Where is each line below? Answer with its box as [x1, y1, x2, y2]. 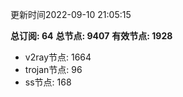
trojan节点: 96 [24, 64, 83, 75]
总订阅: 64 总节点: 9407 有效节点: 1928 [10, 30, 173, 42]
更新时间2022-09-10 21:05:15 [10, 9, 132, 20]
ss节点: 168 [24, 76, 72, 88]
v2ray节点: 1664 [24, 51, 92, 63]
